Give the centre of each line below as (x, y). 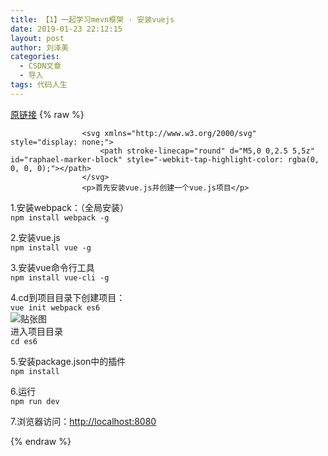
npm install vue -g (51, 247)
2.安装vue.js (35, 237)
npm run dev (35, 401)
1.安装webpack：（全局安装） (69, 207)
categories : (35, 57)
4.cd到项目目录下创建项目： (68, 297)
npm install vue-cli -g (60, 277)
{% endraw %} (41, 441)
